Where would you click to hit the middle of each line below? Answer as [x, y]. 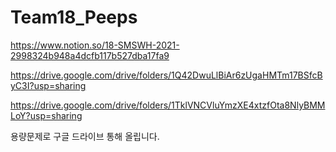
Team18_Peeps [74, 17]
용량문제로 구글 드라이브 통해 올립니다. [85, 136]
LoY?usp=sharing [46, 115]
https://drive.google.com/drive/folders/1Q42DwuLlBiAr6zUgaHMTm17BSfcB [166, 75]
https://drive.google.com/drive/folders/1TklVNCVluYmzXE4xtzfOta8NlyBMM [168, 105]
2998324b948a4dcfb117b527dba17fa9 [90, 55]
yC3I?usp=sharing [48, 85]
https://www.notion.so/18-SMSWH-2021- [95, 45]
